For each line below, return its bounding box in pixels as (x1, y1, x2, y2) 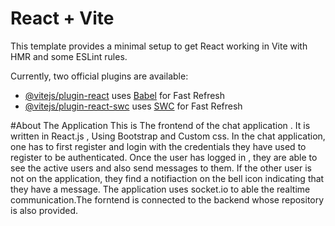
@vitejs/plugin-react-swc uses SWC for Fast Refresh (24, 100, 243, 112)
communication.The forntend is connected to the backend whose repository (10, 193, 325, 206)
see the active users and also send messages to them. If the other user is (10, 162, 312, 174)
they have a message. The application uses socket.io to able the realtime (10, 183, 311, 195)
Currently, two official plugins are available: (10, 70, 189, 82)
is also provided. (10, 204, 79, 216)
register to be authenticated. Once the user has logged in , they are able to (10, 151, 318, 163)
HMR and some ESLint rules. (10, 50, 128, 62)
